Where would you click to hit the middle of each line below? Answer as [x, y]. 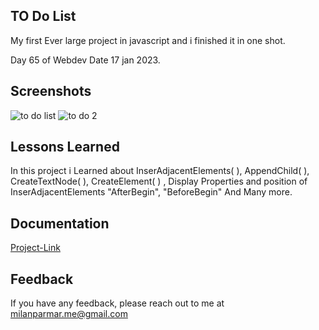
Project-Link [35, 248]
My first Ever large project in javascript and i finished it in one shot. [148, 40]
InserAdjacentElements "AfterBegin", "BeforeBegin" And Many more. [151, 192]
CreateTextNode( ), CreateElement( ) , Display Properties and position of [159, 181]
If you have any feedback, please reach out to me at [117, 303]
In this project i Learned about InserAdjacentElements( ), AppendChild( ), [160, 171]
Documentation [60, 223]
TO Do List [43, 16]
